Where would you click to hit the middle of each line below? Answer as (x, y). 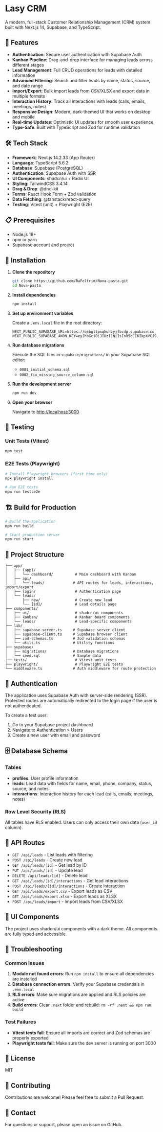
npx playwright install (29, 478)
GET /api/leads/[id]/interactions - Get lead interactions (70, 880)
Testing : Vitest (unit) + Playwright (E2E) (52, 204)
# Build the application (30, 521)
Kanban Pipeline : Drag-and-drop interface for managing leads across (82, 60)
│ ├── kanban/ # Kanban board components (68, 617)
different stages (28, 65)
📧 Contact (20, 1113)
